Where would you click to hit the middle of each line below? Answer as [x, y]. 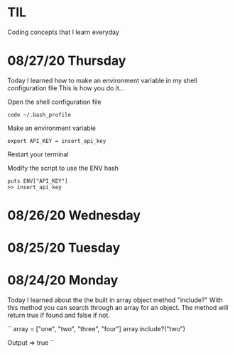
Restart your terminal [38, 154]
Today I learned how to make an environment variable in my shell [102, 80]
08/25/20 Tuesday [64, 248]
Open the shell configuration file [54, 102]
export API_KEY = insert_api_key [57, 141]
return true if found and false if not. [59, 315]
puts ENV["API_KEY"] [38, 181]
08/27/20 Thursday [67, 61]
